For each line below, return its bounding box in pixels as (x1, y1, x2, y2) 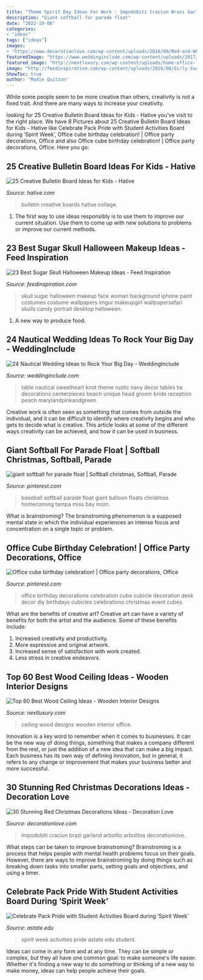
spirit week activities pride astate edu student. (21, 936, 137, 943)
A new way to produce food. (14, 317, 86, 324)
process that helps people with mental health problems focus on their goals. (6, 850, 196, 857)
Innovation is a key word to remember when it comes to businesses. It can (6, 732, 192, 740)
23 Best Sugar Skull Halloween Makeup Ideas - (6, 243, 186, 254)
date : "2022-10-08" (6, 20, 56, 26)
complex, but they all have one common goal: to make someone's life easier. (6, 954, 196, 961)
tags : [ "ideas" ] (6, 37, 47, 43)
